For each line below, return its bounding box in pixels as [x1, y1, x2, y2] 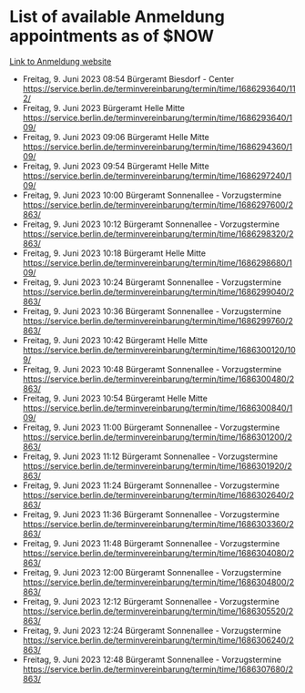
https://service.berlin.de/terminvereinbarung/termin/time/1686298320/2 [22, 228, 294, 239]
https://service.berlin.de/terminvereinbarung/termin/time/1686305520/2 [22, 606, 294, 617]
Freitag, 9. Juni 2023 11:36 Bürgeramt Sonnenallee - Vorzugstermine [22, 508, 280, 520]
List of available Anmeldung [9, 6, 225, 27]
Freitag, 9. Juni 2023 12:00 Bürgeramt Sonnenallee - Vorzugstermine [22, 566, 282, 577]
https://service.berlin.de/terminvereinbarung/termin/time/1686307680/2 [22, 663, 294, 675]
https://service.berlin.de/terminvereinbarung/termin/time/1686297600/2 [22, 199, 294, 210]
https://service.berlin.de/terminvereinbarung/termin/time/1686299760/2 [22, 315, 294, 326]
